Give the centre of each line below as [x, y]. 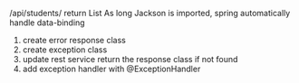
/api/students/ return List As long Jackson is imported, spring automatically [150, 13]
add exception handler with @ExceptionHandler [111, 69]
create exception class [65, 50]
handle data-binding [47, 23]
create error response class [74, 40]
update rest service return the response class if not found [130, 59]
